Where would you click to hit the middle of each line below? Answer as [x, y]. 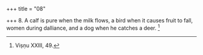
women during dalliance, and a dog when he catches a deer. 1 [83, 27]
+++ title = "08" [26, 9]
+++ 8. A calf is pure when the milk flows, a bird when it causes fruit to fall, [100, 20]
